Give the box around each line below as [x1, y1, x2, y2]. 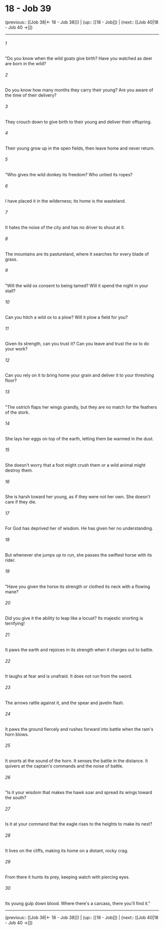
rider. [5, 557, 16, 563]
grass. [5, 256, 18, 262]
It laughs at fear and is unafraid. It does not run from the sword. [5, 673, 133, 679]
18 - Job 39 [5, 3, 51, 14]
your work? [5, 346, 28, 352]
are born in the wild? [5, 61, 46, 67]
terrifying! [5, 620, 25, 626]
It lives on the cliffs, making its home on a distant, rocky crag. [5, 848, 128, 853]
